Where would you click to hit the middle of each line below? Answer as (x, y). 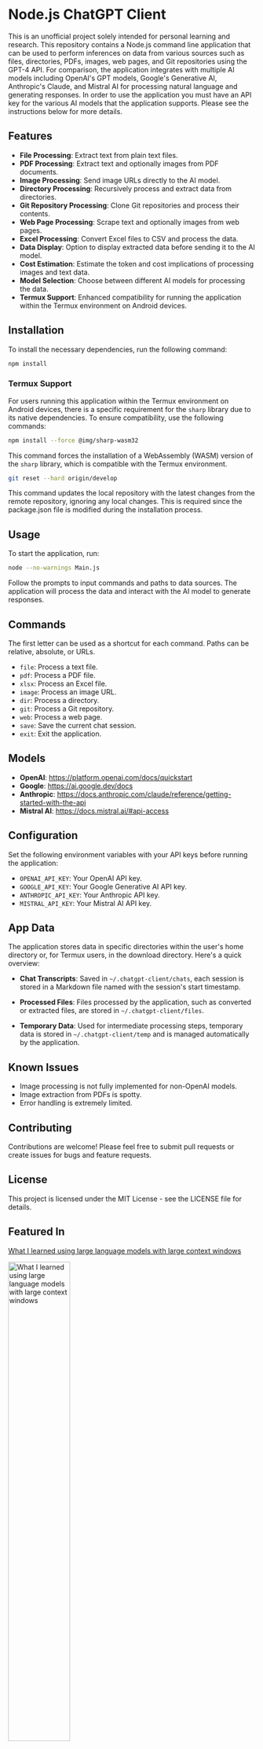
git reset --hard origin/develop (63, 478)
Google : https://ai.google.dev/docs (76, 786)
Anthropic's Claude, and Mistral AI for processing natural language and (123, 86)
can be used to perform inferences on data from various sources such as (126, 53)
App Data (31, 928)
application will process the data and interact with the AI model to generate (130, 591)
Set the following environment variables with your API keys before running (128, 854)
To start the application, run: (54, 554)
